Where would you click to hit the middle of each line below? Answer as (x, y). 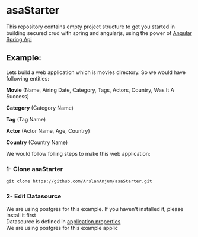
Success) (18, 96)
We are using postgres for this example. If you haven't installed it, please (95, 209)
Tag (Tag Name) (26, 119)
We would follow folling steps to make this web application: (78, 153)
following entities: (28, 78)
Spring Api (19, 39)
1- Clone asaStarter (35, 169)
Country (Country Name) (37, 142)
